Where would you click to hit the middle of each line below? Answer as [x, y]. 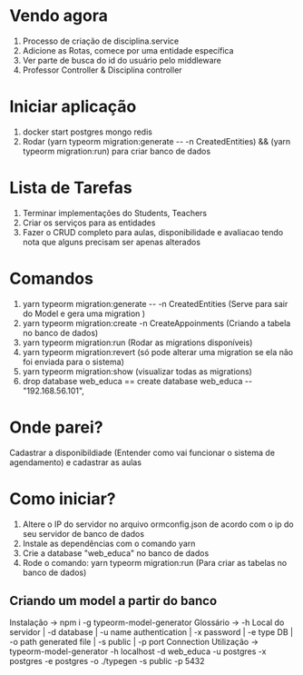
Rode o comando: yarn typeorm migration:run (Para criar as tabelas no [155, 562]
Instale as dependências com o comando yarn [109, 543]
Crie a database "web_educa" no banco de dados [116, 553]
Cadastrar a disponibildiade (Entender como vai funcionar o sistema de [142, 452]
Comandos [51, 279]
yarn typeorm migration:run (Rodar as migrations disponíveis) [137, 342]
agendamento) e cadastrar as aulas [76, 462]
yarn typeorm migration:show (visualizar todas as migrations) [137, 371]
